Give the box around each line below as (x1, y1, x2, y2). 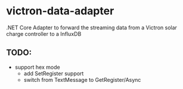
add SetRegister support (23, 70, 84, 77)
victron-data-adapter (6, 4, 114, 18)
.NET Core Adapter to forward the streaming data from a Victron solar (6, 24, 178, 31)
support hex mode (14, 63, 61, 70)
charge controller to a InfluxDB (6, 30, 82, 37)
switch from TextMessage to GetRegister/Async (23, 76, 141, 83)
